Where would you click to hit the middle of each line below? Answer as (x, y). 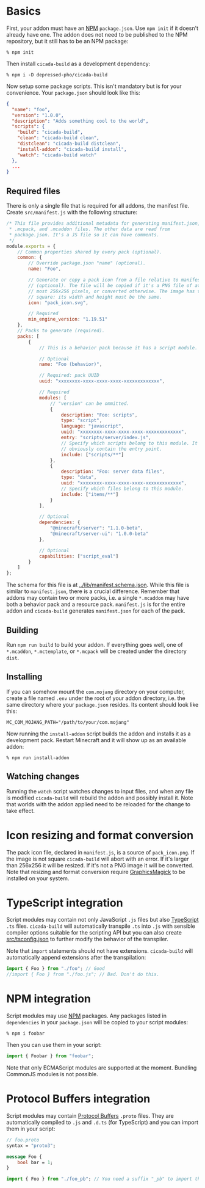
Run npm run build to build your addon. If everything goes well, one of (95, 644)
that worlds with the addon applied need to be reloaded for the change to (99, 804)
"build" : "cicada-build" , (50, 133)
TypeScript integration (65, 903)
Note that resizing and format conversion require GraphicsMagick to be (96, 872)
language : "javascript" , (92, 426)
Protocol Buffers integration (78, 1099)
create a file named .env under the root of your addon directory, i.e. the (96, 698)
